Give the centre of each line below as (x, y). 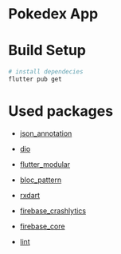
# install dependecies (46, 72)
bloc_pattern (41, 180)
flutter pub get (35, 79)
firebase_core (42, 226)
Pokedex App (53, 14)
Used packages (61, 111)
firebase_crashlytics (53, 210)
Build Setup (47, 51)
